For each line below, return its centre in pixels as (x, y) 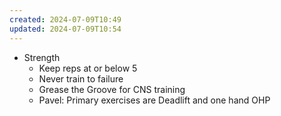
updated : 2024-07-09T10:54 (65, 29)
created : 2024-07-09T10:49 (65, 19)
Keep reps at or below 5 (88, 68)
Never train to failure (81, 78)
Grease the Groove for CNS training (112, 89)
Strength (42, 57)
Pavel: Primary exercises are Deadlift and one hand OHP (154, 100)
